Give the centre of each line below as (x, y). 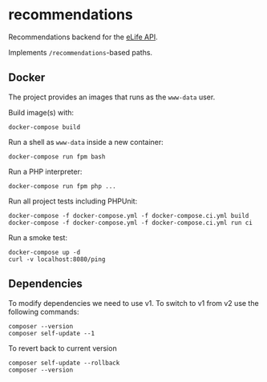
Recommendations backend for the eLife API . (83, 37)
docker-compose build (44, 127)
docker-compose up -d (44, 252)
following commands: (44, 312)
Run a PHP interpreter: (45, 171)
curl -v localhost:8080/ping (57, 259)
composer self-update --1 (51, 333)
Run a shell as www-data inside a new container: (86, 142)
